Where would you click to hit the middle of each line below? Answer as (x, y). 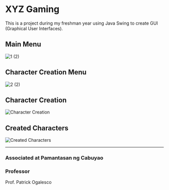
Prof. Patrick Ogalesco (28, 182)
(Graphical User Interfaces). (34, 28)
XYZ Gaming (32, 9)
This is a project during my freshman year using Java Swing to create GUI (82, 23)
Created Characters (37, 128)
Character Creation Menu (46, 72)
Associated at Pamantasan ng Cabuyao (54, 158)
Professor (18, 171)
